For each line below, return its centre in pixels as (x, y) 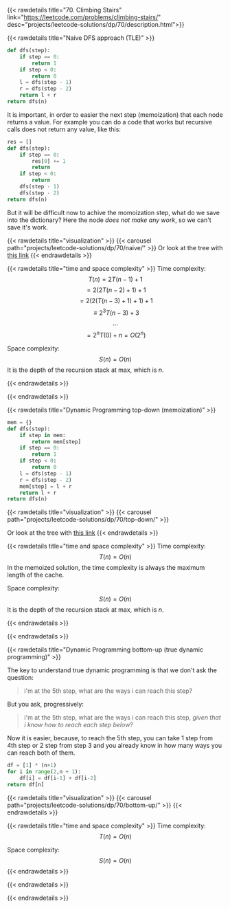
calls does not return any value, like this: (64, 129)
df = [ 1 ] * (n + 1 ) (32, 766)
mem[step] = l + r (46, 486)
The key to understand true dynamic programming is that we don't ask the (112, 670)
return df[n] (26, 784)
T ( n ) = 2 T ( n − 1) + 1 (115, 279)
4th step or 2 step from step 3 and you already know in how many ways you (115, 746)
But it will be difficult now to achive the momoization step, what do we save (113, 212)
